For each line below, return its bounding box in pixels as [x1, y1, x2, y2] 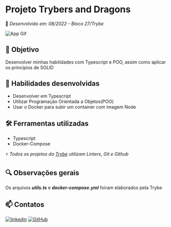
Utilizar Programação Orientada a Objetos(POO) [12, 98, 114, 105]
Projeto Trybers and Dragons [5, 4, 131, 15]
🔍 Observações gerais [5, 168, 79, 177]
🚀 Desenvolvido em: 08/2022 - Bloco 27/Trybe [5, 20, 104, 27]
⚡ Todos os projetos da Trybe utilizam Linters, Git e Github [5, 151, 129, 157]
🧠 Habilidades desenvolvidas [5, 79, 100, 88]
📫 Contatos [5, 200, 45, 209]
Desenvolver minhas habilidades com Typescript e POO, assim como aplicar [5, 59, 166, 65]
